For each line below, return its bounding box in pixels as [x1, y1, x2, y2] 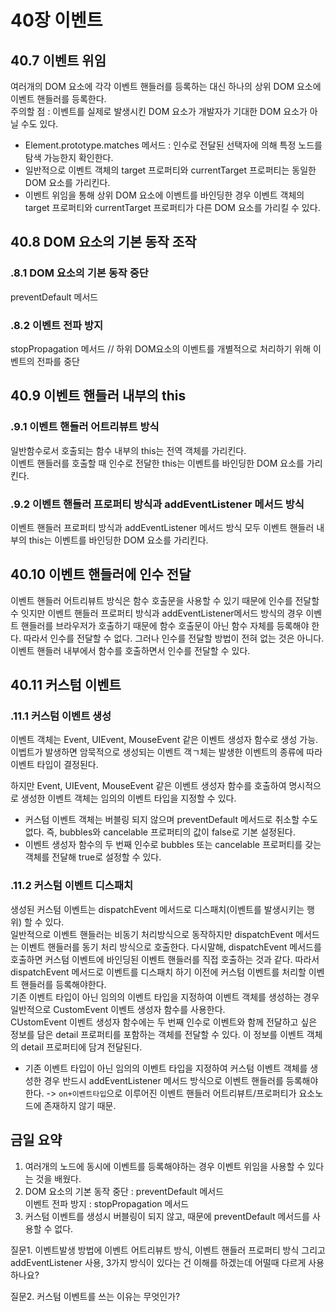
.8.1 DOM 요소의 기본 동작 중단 [10, 266, 149, 280]
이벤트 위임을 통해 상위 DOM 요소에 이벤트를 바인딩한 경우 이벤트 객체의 [24, 189, 305, 201]
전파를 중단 [36, 355, 80, 367]
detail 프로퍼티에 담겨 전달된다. [20, 1041, 143, 1053]
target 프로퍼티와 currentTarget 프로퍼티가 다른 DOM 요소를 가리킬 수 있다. [24, 202, 321, 213]
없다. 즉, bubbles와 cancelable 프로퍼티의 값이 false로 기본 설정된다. [24, 826, 296, 838]
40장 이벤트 [10, 9, 103, 32]
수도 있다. [20, 118, 59, 130]
